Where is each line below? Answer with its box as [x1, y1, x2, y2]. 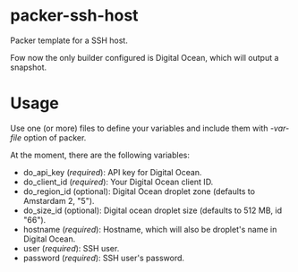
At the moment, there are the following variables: [10, 149, 191, 160]
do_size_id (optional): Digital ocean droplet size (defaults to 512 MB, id [22, 205, 283, 216]
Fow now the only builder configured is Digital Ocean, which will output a [10, 52, 279, 63]
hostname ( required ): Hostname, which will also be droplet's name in [22, 224, 277, 234]
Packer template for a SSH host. [10, 35, 128, 46]
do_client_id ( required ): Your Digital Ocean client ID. [22, 176, 214, 187]
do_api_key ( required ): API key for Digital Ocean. [22, 166, 202, 177]
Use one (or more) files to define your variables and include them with [10, 123, 268, 133]
